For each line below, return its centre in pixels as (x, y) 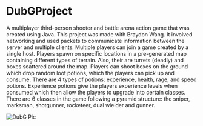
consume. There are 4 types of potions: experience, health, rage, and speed (101, 79)
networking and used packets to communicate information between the (95, 41)
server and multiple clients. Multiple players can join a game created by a (98, 47)
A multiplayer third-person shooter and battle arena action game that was (98, 28)
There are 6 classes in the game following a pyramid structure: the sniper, (98, 99)
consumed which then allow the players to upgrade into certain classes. (96, 92)
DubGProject (39, 11)
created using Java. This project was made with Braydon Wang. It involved (99, 34)
